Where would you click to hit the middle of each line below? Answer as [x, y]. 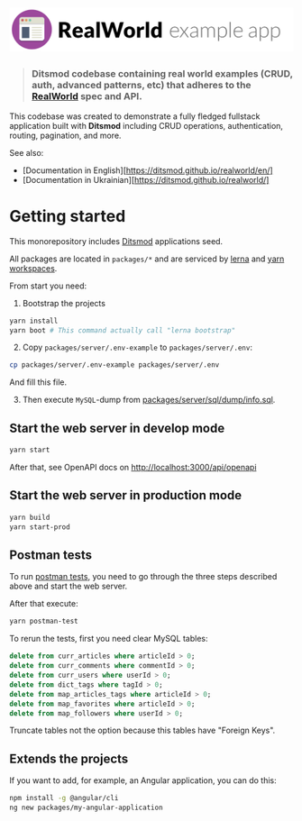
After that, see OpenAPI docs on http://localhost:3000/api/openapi [133, 467]
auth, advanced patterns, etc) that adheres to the [141, 86]
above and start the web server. [69, 586]
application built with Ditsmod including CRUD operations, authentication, [146, 125]
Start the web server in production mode [126, 495]
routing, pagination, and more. [65, 135]
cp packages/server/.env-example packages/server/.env [114, 365]
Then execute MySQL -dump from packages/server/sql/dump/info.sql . [149, 400]
